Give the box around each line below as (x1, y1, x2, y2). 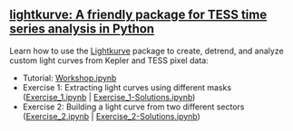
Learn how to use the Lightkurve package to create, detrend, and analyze (9, 45, 284, 56)
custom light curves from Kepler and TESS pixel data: (9, 54, 209, 66)
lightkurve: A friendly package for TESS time (9, 7, 268, 23)
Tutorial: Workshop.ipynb (22, 72, 117, 83)
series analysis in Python (9, 22, 155, 37)
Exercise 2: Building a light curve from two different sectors (22, 101, 245, 112)
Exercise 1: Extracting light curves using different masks (22, 81, 232, 93)
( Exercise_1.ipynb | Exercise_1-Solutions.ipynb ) (22, 91, 196, 102)
